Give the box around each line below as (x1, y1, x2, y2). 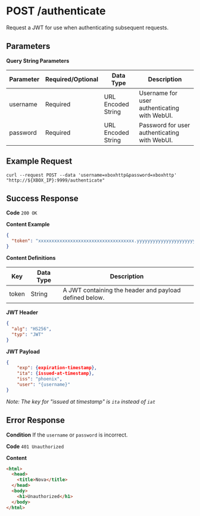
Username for (139, 88, 178, 97)
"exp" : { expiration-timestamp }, (17, 365, 97, 371)
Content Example (6, 221, 50, 228)
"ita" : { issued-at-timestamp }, (17, 370, 95, 377)
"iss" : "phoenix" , (17, 376, 62, 382)
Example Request (6, 156, 73, 167)
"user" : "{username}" (17, 382, 70, 388)
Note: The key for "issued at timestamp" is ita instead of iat (6, 398, 156, 405)
